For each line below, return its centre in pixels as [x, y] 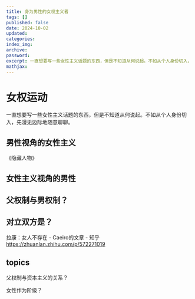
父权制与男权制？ [37, 200]
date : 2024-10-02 [27, 28]
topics [18, 263]
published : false [27, 22]
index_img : [19, 45]
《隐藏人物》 [22, 158]
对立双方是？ [29, 222]
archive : [17, 50]
